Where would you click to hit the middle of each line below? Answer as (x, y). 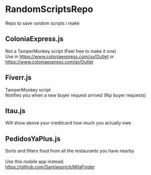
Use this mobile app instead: (35, 161)
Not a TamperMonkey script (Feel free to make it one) (61, 51)
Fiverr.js (18, 78)
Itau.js (15, 111)
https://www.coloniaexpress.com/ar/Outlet (49, 62)
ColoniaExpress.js (34, 39)
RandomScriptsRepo (49, 9)
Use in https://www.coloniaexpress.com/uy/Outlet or (60, 56)
